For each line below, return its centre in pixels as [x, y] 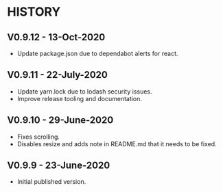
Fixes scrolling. [38, 137]
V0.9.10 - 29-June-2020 [60, 120]
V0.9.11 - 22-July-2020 [57, 75]
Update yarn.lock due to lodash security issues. [84, 91]
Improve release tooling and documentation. [80, 98]
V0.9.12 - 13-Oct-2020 [56, 37]
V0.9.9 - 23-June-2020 [59, 166]
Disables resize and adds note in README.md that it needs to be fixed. [117, 143]
